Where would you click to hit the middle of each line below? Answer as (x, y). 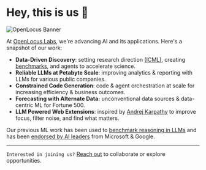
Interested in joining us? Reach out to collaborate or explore (86, 154)
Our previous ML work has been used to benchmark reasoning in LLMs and (101, 130)
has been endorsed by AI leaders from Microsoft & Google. (81, 136)
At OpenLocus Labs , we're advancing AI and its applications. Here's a (94, 41)
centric (24, 105)
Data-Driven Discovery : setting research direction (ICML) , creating (100, 59)
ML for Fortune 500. (60, 105)
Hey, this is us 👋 (48, 13)
